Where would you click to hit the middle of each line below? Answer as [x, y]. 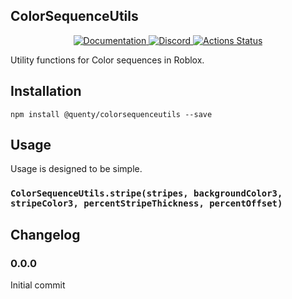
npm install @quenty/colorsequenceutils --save [111, 114]
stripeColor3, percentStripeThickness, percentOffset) [146, 203]
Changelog [45, 234]
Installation [46, 91]
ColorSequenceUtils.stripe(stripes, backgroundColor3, [146, 193]
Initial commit [38, 285]
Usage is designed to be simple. [76, 169]
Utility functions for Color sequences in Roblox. [107, 60]
